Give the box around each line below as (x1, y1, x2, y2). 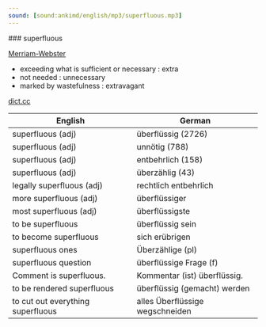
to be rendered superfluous (12, 283, 115, 294)
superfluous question (12, 257, 92, 268)
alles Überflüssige (136, 295, 204, 306)
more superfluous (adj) (12, 192, 98, 203)
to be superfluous (12, 219, 78, 230)
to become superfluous (12, 231, 99, 242)
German (179, 115, 211, 126)
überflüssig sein (136, 219, 196, 230)
